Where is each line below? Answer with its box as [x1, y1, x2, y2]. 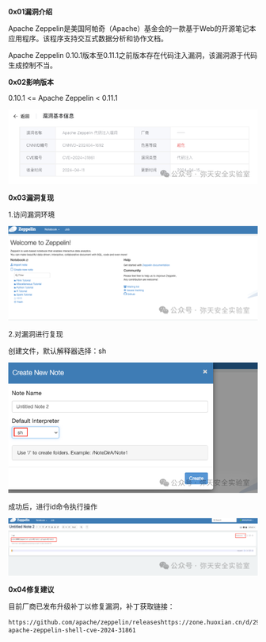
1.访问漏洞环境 [8, 210, 55, 219]
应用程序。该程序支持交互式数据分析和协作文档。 [8, 34, 168, 43]
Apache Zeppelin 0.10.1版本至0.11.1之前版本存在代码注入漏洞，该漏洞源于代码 [8, 51, 258, 60]
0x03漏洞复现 [8, 193, 55, 202]
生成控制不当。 [8, 60, 57, 70]
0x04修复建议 [8, 585, 55, 594]
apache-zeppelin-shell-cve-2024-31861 [8, 626, 136, 635]
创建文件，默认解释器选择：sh [8, 346, 107, 356]
